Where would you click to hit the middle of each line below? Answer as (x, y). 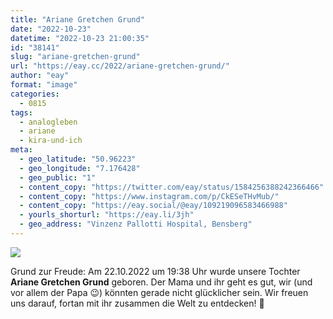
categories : (35, 94)
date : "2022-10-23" (51, 29)
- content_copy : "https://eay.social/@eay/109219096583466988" (153, 206)
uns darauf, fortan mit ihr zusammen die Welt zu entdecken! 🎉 (137, 303)
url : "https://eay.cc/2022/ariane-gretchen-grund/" (120, 66)
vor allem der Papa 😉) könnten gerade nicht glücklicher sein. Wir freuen (159, 292)
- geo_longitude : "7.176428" (80, 168)
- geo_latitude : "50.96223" (78, 159)
